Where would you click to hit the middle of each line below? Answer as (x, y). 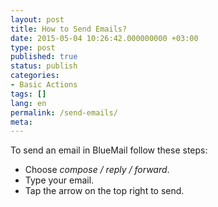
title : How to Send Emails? (69, 29)
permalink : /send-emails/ (64, 112)
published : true (44, 57)
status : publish (44, 66)
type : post (33, 47)
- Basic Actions (44, 85)
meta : (21, 122)
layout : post (37, 19)
